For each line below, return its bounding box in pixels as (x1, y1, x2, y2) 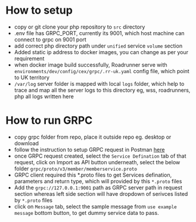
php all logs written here (14, 93, 74, 100)
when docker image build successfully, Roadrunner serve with (14, 61, 167, 68)
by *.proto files (14, 196, 53, 204)
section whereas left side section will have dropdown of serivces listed (14, 190, 188, 197)
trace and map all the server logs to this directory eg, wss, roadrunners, (14, 86, 191, 93)
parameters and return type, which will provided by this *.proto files (14, 177, 182, 185)
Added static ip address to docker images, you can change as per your (14, 48, 189, 55)
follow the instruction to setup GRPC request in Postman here (14, 146, 165, 153)
